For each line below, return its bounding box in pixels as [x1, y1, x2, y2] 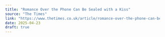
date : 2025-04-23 [5, 20, 41, 25]
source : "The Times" [5, 12, 48, 16]
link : [5, 16, 16, 21]
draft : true [5, 25, 29, 30]
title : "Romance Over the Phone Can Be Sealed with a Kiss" [5, 7, 131, 12]
